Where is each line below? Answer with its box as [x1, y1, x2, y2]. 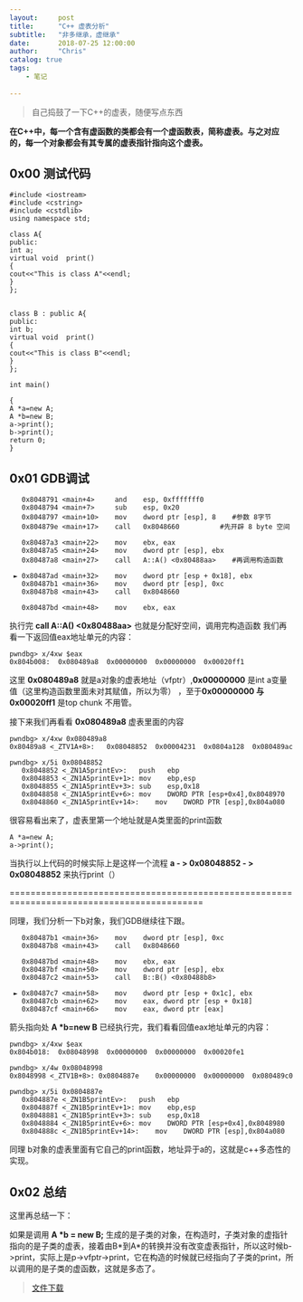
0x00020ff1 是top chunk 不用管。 [9, 698, 137, 708]
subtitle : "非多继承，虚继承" [9, 30, 120, 39]
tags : [9, 64, 30, 73]
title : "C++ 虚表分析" [9, 22, 110, 31]
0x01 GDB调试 [9, 470, 90, 486]
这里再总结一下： [9, 1210, 73, 1221]
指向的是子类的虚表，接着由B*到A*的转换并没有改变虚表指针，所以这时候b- [9, 1240, 292, 1251]
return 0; [9, 436, 47, 445]
